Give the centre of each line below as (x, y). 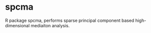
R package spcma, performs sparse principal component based (70, 20)
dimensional (17, 25)
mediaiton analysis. (50, 25)
